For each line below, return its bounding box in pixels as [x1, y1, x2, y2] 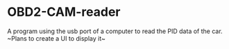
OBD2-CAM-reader [7, 4, 121, 20]
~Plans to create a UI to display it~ [7, 34, 105, 42]
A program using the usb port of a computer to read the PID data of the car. [7, 27, 223, 35]
